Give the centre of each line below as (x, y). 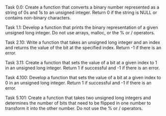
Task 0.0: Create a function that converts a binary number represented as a (82, 7)
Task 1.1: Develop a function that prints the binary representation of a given (82, 27)
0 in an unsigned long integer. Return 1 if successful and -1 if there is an (78, 83)
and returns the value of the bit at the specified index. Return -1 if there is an (83, 48)
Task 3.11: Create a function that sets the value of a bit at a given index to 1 (81, 62)
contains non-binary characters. (38, 18)
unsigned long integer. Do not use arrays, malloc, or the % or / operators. (80, 33)
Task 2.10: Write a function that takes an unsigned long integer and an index (83, 42)
